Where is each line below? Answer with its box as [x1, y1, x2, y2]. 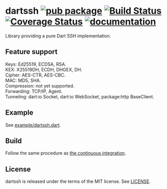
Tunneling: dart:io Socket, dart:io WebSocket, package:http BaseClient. [5, 93, 154, 99]
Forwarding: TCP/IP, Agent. [5, 88, 63, 94]
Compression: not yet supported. [5, 83, 75, 89]
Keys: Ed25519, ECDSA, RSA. [5, 61, 67, 67]
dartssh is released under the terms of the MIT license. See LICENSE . [5, 178, 151, 184]
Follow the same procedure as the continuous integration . [5, 150, 126, 156]
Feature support [5, 47, 58, 56]
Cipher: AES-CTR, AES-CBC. [5, 72, 66, 78]
